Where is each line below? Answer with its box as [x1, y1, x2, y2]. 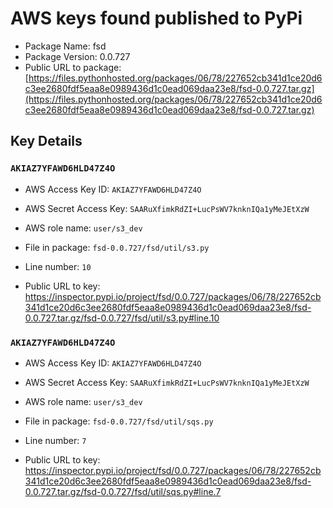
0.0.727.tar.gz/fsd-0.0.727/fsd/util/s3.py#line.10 [24, 312, 220, 324]
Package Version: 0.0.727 [24, 50, 131, 62]
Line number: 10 [24, 260, 92, 272]
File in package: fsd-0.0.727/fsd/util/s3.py [24, 241, 210, 253]
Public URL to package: [24, 61, 122, 73]
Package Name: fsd [24, 40, 107, 52]
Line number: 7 [24, 434, 87, 446]
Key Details [10, 133, 83, 150]
